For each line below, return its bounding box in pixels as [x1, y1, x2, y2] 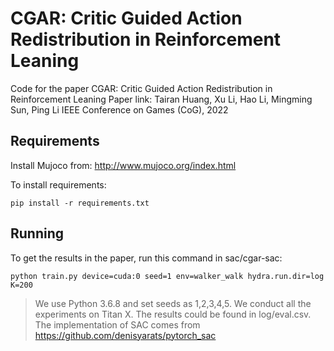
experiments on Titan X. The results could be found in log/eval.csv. [34, 308, 312, 320]
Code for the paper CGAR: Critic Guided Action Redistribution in [10, 82, 273, 94]
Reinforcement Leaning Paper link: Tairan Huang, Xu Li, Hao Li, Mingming [10, 93, 313, 105]
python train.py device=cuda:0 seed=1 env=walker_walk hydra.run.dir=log [10, 271, 325, 281]
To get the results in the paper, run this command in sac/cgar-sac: [10, 252, 283, 264]
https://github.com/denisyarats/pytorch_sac [34, 329, 217, 341]
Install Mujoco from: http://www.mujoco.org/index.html [10, 159, 237, 171]
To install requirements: [10, 178, 107, 191]
